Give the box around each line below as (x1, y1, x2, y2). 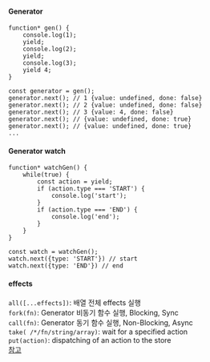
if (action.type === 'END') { (37, 206, 138, 214)
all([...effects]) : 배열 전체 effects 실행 (8, 297, 142, 308)
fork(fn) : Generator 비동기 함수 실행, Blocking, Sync (8, 308, 179, 317)
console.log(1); (22, 31, 78, 39)
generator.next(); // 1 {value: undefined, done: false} (8, 95, 203, 103)
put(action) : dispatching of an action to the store (8, 335, 172, 344)
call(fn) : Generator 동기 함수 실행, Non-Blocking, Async (8, 317, 194, 328)
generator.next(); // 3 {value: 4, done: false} (8, 108, 174, 116)
